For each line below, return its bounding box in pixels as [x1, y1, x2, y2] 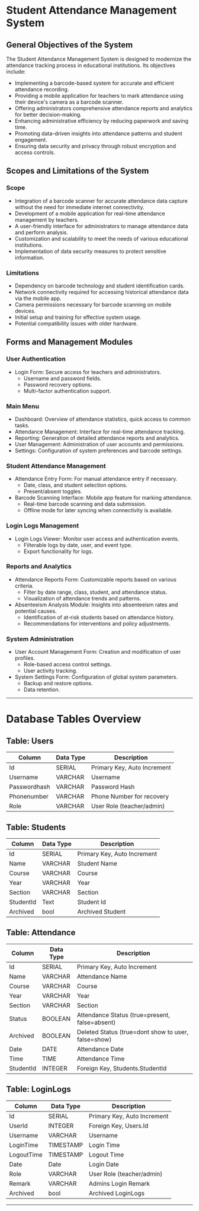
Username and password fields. [23, 375, 102, 382]
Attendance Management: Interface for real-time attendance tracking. [14, 428, 185, 435]
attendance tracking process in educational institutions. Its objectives [6, 62, 176, 69]
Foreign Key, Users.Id [88, 1121, 149, 1130]
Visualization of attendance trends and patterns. [23, 595, 142, 602]
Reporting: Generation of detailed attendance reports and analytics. [14, 434, 180, 442]
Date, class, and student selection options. [23, 481, 128, 489]
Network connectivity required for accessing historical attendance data [14, 288, 189, 295]
